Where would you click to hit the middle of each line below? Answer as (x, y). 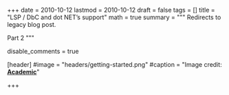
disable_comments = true (43, 51)
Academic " (23, 72)
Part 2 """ (21, 38)
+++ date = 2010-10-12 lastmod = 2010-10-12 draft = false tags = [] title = (111, 10)
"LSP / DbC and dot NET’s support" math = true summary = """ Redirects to (114, 17)
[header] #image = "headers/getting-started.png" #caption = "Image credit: (115, 64)
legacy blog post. (32, 24)
